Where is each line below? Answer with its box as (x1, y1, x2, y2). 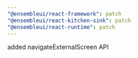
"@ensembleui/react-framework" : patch (7, 10, 122, 18)
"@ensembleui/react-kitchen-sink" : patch (7, 17, 132, 24)
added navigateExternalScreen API (7, 43, 109, 52)
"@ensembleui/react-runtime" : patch (7, 23, 115, 30)
